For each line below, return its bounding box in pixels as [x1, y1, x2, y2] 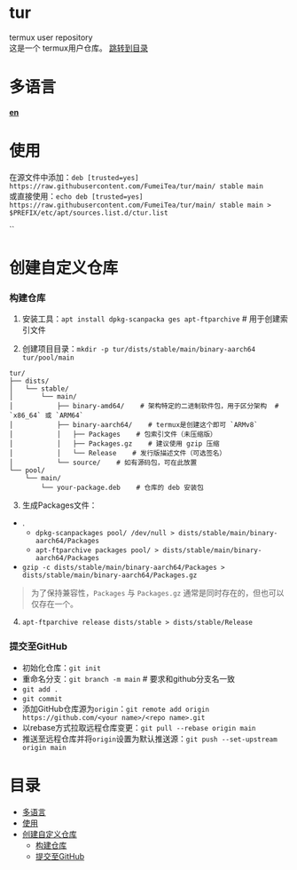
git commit [21, 694, 63, 703]
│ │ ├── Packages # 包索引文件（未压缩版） [9, 430, 217, 439]
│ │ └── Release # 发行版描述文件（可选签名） [9, 449, 226, 458]
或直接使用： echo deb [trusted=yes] [9, 190, 144, 202]
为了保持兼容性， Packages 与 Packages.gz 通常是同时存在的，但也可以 [30, 588, 285, 598]
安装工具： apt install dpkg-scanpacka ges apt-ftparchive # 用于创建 [21, 313, 281, 324]
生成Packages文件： [21, 500, 98, 510]
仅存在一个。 [30, 598, 78, 610]
